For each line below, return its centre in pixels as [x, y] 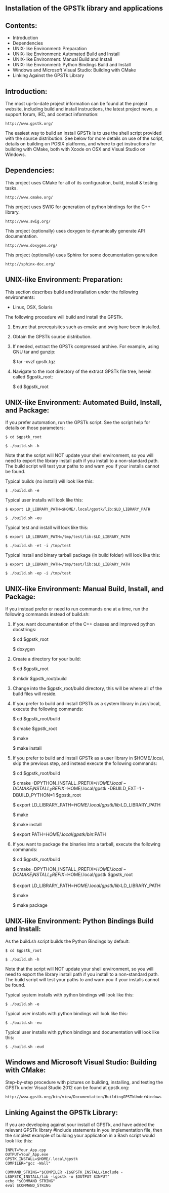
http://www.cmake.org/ [29, 197]
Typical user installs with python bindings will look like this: [67, 1013]
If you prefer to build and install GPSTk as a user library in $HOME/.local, [88, 758]
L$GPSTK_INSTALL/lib [27, 1177]
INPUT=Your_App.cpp [26, 1150]
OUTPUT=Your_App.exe [27, 1154]
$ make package [30, 905]
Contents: [21, 26]
